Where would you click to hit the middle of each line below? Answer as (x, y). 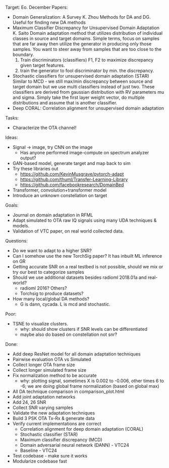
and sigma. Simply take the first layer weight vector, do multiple (78, 97)
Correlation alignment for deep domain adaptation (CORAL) (82, 429)
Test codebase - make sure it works (50, 456)
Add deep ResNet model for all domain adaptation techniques (76, 354)
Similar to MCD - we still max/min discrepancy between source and (82, 81)
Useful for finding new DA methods (49, 22)
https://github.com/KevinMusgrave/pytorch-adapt (72, 174)
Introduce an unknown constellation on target (60, 195)
